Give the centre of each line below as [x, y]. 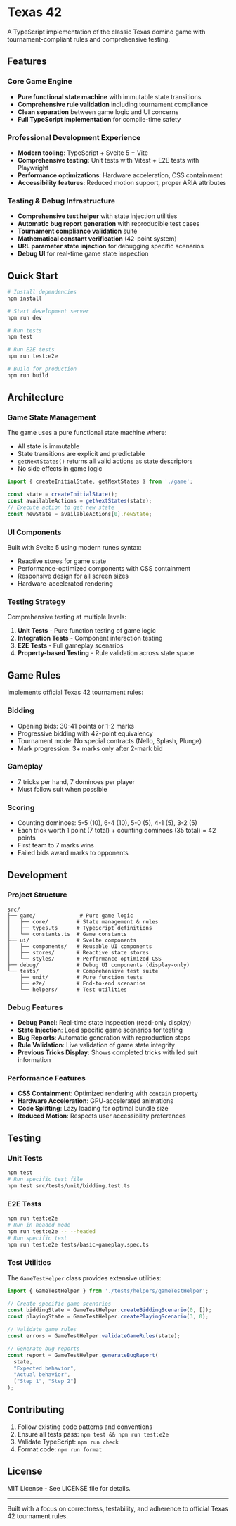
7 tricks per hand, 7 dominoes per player [76, 781]
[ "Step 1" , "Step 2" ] [45, 1381]
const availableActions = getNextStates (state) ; [80, 501]
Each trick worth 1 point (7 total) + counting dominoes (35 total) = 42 [117, 831]
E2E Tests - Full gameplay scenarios [70, 645]
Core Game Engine [40, 82]
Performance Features [46, 1078]
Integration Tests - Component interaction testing [90, 638]
